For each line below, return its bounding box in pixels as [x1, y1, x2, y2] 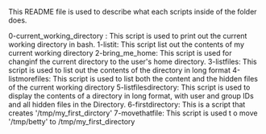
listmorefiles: [8, 74, 52, 83]
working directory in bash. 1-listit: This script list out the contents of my [8, 40, 244, 49]
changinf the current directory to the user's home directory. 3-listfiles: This [8, 57, 257, 66]
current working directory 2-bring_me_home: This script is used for [8, 48, 232, 57]
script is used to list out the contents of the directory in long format [8, 65, 231, 75]
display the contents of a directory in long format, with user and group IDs [8, 91, 254, 100]
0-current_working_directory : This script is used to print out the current [8, 31, 247, 40]
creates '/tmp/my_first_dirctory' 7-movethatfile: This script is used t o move [8, 108, 258, 118]
